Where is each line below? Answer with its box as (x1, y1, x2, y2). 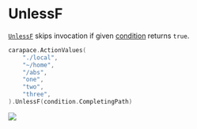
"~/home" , (22, 61, 55, 69)
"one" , (22, 76, 44, 84)
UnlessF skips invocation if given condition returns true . (8, 31, 190, 40)
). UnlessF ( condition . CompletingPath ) (8, 98, 133, 106)
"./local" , (22, 53, 59, 62)
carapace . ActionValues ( (8, 46, 87, 54)
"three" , (22, 90, 51, 99)
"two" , (22, 83, 44, 91)
